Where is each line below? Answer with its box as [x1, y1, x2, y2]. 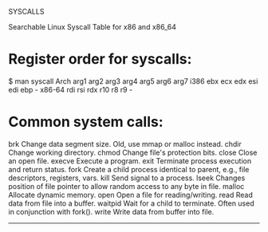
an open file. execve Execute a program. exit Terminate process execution [8, 155, 252, 166]
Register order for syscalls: [8, 50, 192, 69]
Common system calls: [8, 113, 164, 131]
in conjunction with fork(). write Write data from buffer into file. [8, 206, 215, 216]
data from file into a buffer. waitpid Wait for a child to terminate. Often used [8, 199, 254, 208]
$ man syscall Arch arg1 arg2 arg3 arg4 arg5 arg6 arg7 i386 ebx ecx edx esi [8, 76, 258, 86]
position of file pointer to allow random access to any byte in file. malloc [8, 181, 245, 191]
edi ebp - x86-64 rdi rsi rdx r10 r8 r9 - [8, 85, 133, 94]
